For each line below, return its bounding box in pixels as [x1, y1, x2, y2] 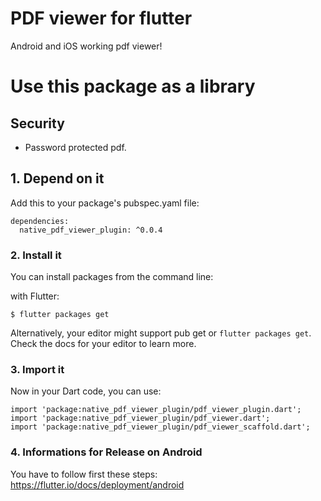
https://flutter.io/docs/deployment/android [10, 478, 185, 491]
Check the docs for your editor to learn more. [10, 338, 197, 350]
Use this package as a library [10, 75, 256, 98]
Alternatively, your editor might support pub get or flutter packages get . [10, 327, 312, 339]
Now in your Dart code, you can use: [10, 385, 162, 397]
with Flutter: [10, 290, 60, 302]
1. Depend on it [10, 170, 105, 187]
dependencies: [10, 216, 70, 226]
